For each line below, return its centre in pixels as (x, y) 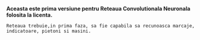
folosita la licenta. (30, 15)
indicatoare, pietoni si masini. (49, 31)
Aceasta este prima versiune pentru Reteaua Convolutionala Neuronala (98, 9)
